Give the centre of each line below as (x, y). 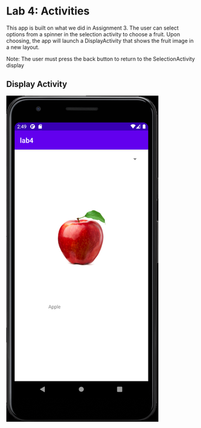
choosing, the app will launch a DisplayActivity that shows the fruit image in (100, 41)
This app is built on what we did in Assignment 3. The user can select (93, 28)
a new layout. (23, 47)
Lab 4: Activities (48, 11)
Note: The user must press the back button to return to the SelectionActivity (101, 59)
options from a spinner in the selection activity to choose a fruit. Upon (93, 34)
